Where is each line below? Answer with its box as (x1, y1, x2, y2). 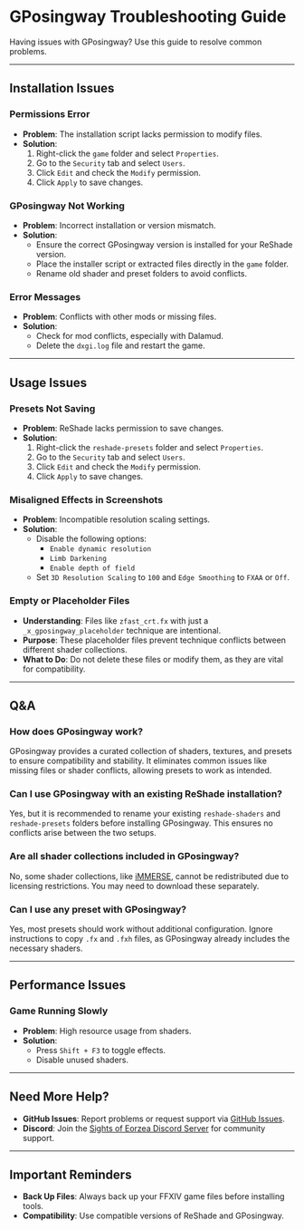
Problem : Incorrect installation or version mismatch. (22, 219, 216, 230)
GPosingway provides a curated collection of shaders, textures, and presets (9, 746, 292, 757)
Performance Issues (9, 977, 127, 993)
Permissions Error (9, 108, 90, 121)
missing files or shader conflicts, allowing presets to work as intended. (9, 765, 272, 776)
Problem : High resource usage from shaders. (22, 1025, 192, 1036)
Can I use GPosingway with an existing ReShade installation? (9, 788, 283, 800)
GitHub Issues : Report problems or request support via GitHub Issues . (22, 1113, 285, 1124)
